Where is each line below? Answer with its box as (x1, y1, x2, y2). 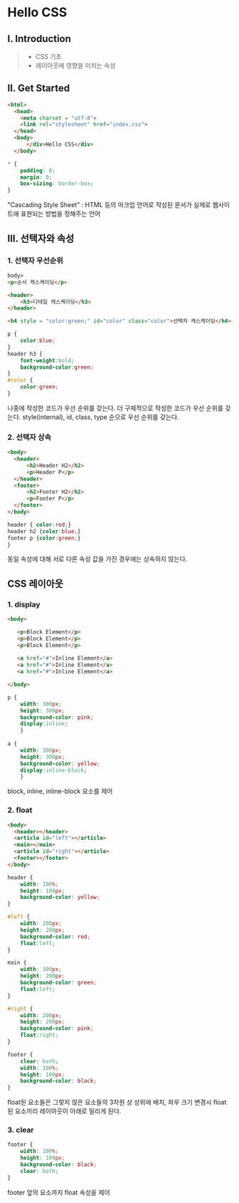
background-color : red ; (20, 933, 91, 940)
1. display (7, 599, 41, 609)
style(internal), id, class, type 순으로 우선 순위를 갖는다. (22, 412, 179, 421)
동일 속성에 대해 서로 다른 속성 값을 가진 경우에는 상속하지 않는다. (7, 555, 188, 563)
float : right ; (20, 1031, 59, 1039)
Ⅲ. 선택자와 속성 (7, 232, 75, 244)
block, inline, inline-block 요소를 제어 (7, 787, 113, 796)
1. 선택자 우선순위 (7, 256, 64, 266)
